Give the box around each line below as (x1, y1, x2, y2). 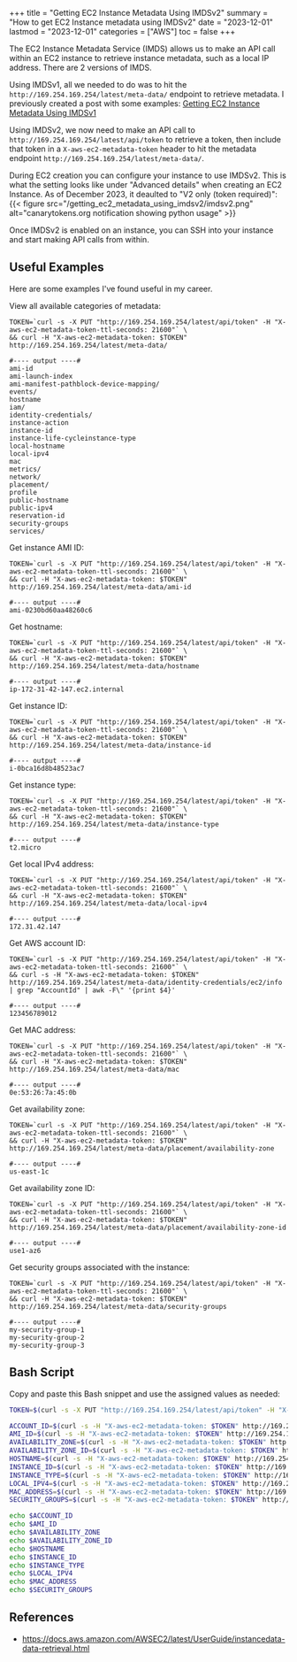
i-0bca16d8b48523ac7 (9, 764, 86, 773)
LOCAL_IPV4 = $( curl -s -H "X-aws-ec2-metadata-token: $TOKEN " (9, 1479, 240, 1488)
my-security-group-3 (9, 1341, 86, 1350)
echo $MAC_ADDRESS (9, 1577, 77, 1587)
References (9, 1610, 74, 1625)
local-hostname (9, 442, 65, 450)
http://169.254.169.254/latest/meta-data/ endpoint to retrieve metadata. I (9, 88, 285, 99)
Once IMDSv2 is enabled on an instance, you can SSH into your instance (9, 225, 274, 235)
